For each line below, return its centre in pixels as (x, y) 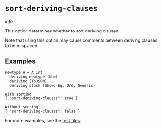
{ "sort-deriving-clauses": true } (41, 98)
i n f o (9, 21)
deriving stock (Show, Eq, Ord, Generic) (53, 85)
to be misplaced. (22, 45)
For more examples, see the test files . (43, 120)
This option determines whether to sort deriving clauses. (62, 31)
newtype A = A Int (24, 72)
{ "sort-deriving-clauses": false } (42, 111)
